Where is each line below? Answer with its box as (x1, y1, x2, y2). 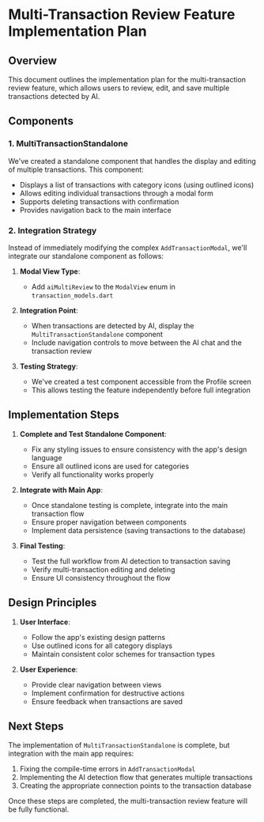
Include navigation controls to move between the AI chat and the (31, 338, 243, 347)
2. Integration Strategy (8, 225, 97, 236)
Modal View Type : (19, 267, 81, 276)
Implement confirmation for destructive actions (31, 688, 185, 698)
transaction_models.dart (31, 291, 114, 300)
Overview (8, 54, 58, 67)
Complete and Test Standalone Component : (19, 429, 167, 438)
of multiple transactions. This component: (8, 165, 144, 174)
